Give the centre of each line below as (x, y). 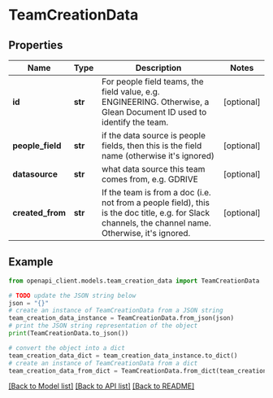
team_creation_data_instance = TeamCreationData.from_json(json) (121, 318)
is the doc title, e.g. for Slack (155, 213)
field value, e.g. (130, 92)
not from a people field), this (155, 203)
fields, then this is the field (152, 146)
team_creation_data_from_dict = (63, 371)
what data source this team (153, 169)
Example (31, 262)
